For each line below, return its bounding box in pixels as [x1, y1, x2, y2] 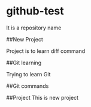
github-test [6, 4, 64, 18]
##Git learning [6, 59, 42, 66]
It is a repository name [6, 24, 62, 31]
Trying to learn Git [6, 70, 51, 78]
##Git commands [6, 82, 49, 90]
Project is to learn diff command [6, 47, 86, 55]
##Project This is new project [6, 94, 79, 101]
